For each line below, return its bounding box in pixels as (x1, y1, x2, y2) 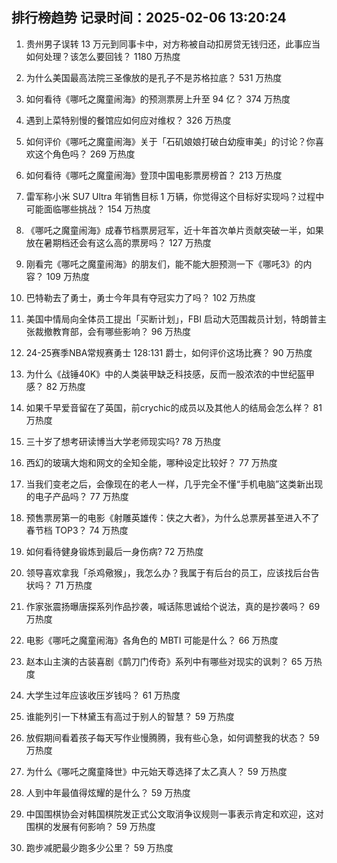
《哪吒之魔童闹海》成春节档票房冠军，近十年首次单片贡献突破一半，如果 (25, 224, 324, 236)
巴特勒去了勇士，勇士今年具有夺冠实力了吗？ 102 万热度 (25, 291, 256, 303)
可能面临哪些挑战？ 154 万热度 (25, 203, 151, 215)
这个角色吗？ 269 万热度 (34, 148, 136, 160)
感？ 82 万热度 (25, 380, 86, 392)
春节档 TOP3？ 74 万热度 (25, 524, 129, 536)
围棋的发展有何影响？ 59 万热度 (25, 820, 156, 832)
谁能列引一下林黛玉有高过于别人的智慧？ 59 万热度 (25, 710, 235, 722)
